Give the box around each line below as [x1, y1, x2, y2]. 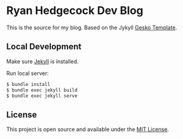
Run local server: [6, 69, 49, 77]
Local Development [6, 41, 82, 52]
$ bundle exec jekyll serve [6, 93, 78, 99]
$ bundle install [6, 81, 51, 87]
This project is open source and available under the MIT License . [6, 126, 170, 133]
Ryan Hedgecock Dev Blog [6, 4, 143, 18]
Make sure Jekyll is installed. [6, 57, 79, 65]
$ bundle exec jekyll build [6, 87, 78, 93]
